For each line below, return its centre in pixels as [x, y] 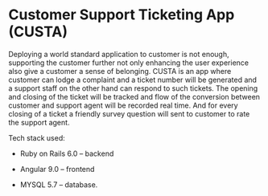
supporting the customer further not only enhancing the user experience [129, 63]
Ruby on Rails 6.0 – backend [67, 153]
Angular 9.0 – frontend [57, 169]
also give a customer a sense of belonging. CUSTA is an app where [120, 71]
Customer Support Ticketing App [122, 15]
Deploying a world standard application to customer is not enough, [119, 54]
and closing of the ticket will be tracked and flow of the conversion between [134, 96]
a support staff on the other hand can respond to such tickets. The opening [133, 88]
